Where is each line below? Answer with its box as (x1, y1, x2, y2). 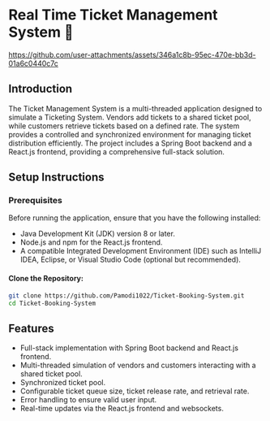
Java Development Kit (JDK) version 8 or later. (19, 229, 176, 239)
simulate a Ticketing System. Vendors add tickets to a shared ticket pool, (8, 112, 251, 122)
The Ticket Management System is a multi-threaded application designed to (8, 103, 263, 113)
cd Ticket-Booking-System (8, 299, 96, 307)
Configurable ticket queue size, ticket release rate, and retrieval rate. (19, 386, 250, 396)
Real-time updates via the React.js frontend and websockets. (19, 404, 225, 414)
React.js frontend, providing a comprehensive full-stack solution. (8, 146, 225, 156)
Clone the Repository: (8, 274, 84, 284)
